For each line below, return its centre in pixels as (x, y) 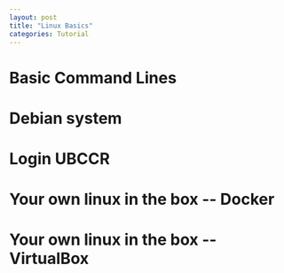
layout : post (33, 17)
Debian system (66, 118)
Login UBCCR (60, 158)
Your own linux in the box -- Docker (142, 199)
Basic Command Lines (93, 78)
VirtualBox (49, 259)
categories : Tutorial (49, 34)
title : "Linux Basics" (51, 26)
